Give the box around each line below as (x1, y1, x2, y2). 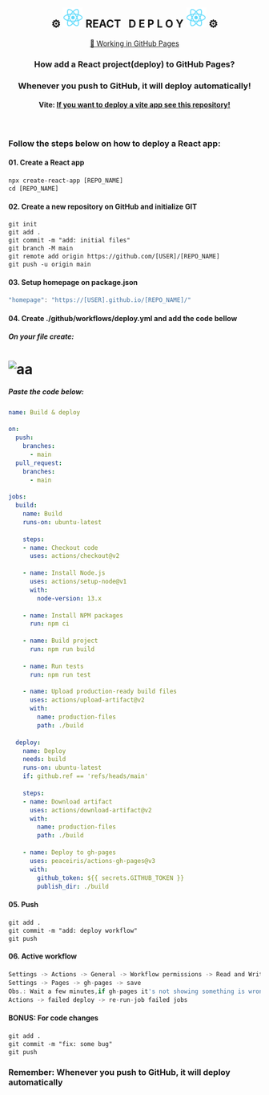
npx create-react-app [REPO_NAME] (8, 177, 124, 185)
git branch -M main (8, 245, 74, 253)
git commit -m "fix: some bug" (8, 1040, 113, 1048)
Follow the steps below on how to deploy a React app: (8, 137, 221, 149)
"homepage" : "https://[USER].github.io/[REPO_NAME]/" (8, 296, 192, 304)
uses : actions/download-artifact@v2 (29, 806, 152, 814)
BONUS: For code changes (8, 1012, 98, 1023)
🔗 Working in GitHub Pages (89, 39, 180, 48)
